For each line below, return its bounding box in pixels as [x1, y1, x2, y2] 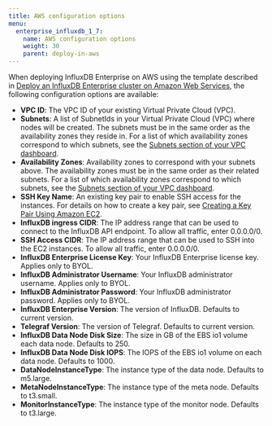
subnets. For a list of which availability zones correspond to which [19, 174, 242, 184]
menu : [8, 20, 27, 28]
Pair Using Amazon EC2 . [19, 209, 103, 218]
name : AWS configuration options [23, 34, 136, 43]
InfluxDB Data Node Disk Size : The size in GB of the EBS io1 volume [19, 331, 248, 340]
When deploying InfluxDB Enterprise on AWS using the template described [8, 72, 258, 81]
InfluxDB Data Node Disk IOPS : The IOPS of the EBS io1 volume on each [19, 348, 262, 357]
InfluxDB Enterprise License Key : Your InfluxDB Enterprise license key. [19, 253, 260, 261]
